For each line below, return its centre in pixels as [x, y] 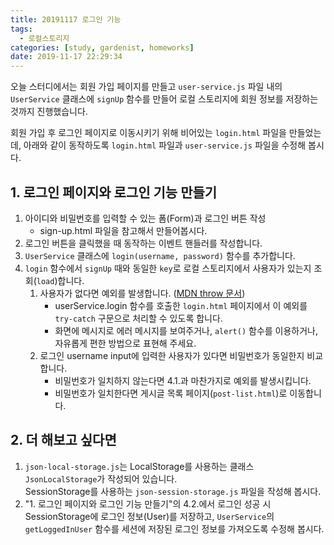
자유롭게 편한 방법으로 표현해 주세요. [125, 343]
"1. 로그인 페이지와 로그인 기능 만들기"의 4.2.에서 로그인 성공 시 [148, 503]
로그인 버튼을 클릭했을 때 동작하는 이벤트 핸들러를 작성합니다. [143, 243]
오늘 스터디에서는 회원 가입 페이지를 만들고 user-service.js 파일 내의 [146, 87]
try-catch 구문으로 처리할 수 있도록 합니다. [138, 318]
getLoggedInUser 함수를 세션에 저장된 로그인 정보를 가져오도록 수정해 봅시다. [174, 528]
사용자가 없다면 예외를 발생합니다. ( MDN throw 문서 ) [142, 293]
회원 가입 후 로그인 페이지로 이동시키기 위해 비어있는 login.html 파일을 [148, 133]
